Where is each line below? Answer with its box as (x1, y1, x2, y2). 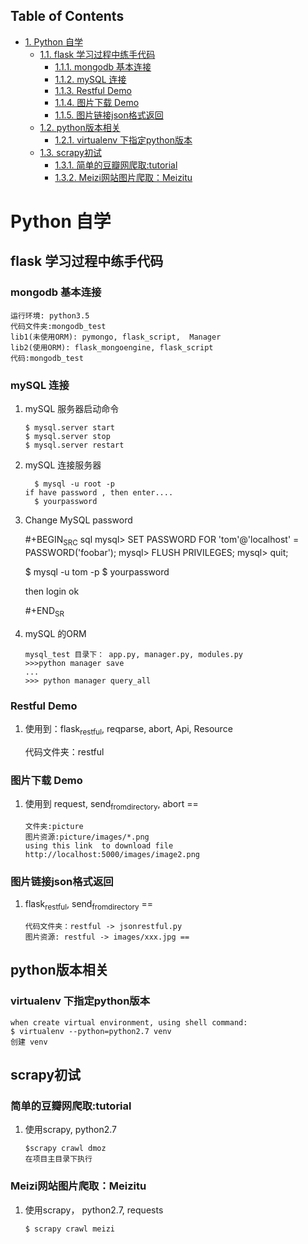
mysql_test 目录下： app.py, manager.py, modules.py (24, 649, 244, 659)
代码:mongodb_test (10, 353, 84, 363)
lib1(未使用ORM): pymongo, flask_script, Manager (10, 332, 222, 342)
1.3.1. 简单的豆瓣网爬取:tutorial (54, 159, 178, 171)
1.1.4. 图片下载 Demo (54, 96, 140, 108)
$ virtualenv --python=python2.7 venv (10, 1026, 172, 1036)
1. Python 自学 (24, 35, 83, 48)
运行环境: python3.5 (10, 310, 90, 321)
